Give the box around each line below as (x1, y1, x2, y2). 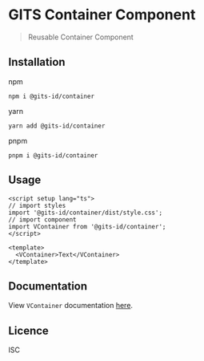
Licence (8, 323, 50, 338)
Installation (8, 55, 66, 69)
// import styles (8, 201, 66, 209)
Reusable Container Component (27, 32, 134, 42)
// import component (8, 215, 78, 224)
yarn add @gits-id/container (8, 122, 106, 130)
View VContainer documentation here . (8, 301, 134, 310)
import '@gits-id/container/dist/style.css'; (8, 209, 162, 217)
